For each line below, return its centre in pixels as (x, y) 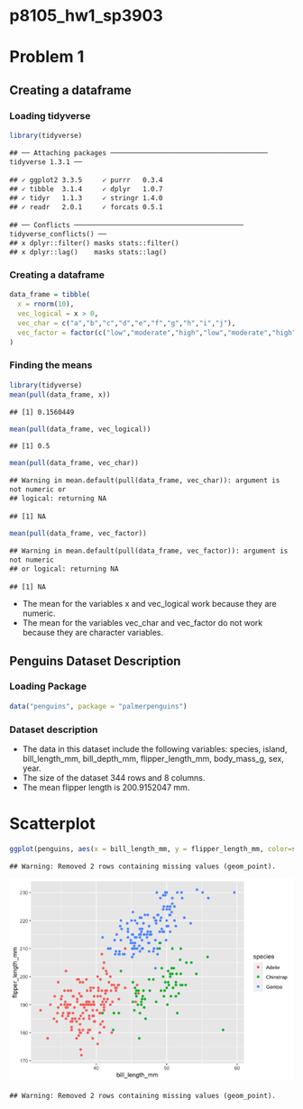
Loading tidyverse (50, 115)
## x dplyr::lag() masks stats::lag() (88, 252)
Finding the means (51, 365)
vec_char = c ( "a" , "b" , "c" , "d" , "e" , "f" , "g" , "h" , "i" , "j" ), (127, 323)
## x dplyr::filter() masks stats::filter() (94, 243)
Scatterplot (53, 824)
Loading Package (48, 686)
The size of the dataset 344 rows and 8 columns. (114, 778)
